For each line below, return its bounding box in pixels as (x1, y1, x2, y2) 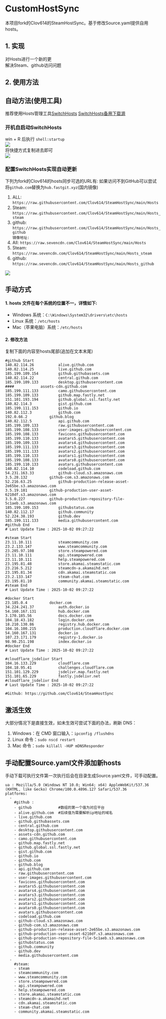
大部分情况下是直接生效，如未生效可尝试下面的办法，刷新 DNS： (5, 720, 137, 726)
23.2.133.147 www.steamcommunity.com (5, 544, 107, 549)
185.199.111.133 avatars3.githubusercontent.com (5, 445, 125, 450)
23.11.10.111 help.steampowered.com (5, 557, 105, 562)
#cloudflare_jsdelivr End (5, 678, 58, 683)
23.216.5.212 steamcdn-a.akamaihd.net (5, 566, 110, 571)
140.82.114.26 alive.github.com (5, 363, 94, 368)
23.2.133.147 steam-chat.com (5, 574, 90, 580)
